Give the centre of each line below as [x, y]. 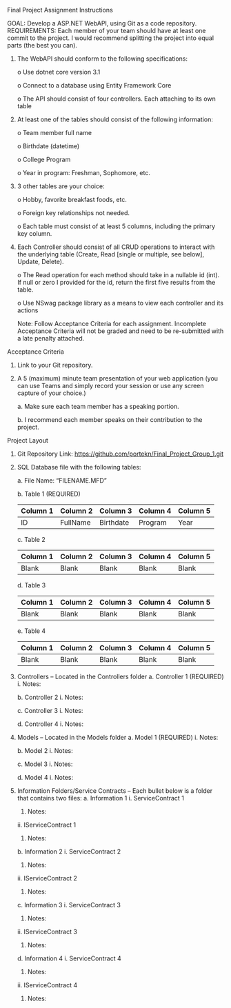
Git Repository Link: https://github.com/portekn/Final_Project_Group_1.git [120, 454]
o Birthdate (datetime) [48, 146]
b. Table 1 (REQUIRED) [49, 494]
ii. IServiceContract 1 [47, 825]
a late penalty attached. [51, 338]
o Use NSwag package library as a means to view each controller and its [120, 303]
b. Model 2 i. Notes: [45, 750]
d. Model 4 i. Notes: [45, 777]
